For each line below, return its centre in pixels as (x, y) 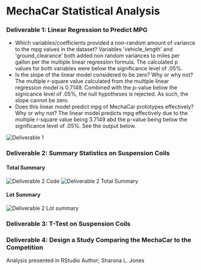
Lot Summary (23, 195)
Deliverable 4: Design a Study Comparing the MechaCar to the (99, 240)
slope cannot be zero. (42, 100)
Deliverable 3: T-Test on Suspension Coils (68, 224)
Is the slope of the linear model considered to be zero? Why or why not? (104, 75)
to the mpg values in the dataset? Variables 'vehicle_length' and (94, 49)
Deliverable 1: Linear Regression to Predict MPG (77, 30)
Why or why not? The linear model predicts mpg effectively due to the (101, 113)
